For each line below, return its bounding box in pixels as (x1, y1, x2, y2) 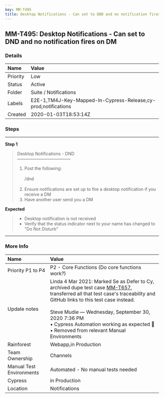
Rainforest (7, 341, 31, 348)
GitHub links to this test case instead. (50, 296, 135, 303)
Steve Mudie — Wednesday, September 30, (50, 308, 150, 315)
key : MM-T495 (5, 7, 32, 12)
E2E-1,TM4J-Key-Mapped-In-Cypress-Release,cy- (31, 97, 156, 104)
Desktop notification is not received (24, 216, 96, 222)
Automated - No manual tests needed (50, 366, 137, 373)
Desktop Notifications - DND (17, 151, 75, 157)
